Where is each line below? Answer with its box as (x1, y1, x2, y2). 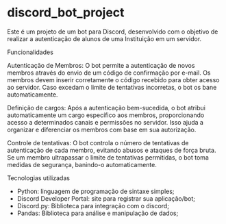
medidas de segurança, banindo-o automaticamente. (7, 160, 158, 169)
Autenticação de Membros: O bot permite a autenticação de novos (7, 61, 195, 69)
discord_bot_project (7, 5, 125, 21)
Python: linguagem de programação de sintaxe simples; (16, 187, 175, 195)
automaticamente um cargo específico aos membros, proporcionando (7, 111, 205, 119)
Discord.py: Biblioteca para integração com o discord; (16, 201, 170, 210)
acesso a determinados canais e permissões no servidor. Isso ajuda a (7, 118, 204, 126)
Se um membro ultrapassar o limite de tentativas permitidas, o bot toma (7, 153, 209, 162)
